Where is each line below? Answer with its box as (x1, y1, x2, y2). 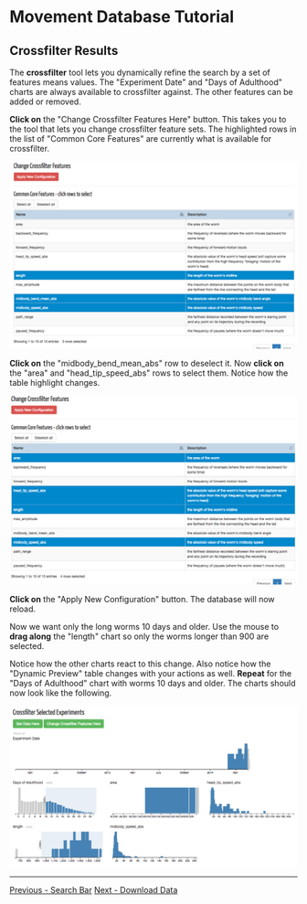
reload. (9, 603, 37, 614)
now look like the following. (9, 687, 112, 698)
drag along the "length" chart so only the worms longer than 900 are (9, 631, 270, 642)
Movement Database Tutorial (9, 6, 235, 27)
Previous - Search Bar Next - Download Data (9, 885, 178, 896)
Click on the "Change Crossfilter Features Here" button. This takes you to (9, 114, 287, 124)
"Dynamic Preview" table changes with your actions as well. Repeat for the (9, 668, 292, 679)
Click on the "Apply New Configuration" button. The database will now (9, 594, 276, 605)
